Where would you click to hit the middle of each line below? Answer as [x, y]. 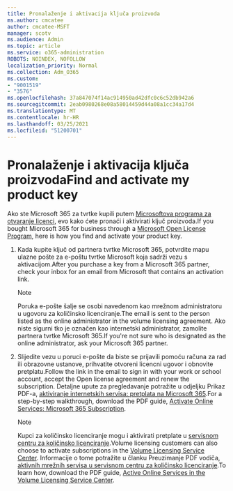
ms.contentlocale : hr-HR [43, 117]
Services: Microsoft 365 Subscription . [72, 409]
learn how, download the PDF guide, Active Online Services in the [111, 473]
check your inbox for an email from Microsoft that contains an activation [120, 272]
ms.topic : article [34, 46]
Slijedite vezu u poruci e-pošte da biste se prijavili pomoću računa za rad [122, 357]
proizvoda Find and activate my [98, 180]
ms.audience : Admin [35, 40]
